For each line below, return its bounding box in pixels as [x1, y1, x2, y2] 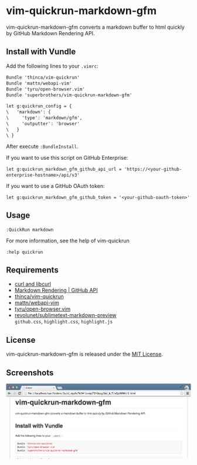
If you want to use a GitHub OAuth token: [6, 182, 105, 189]
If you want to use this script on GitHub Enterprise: [6, 154, 128, 161]
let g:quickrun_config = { [6, 103, 72, 109]
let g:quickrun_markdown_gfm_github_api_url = [6, 166, 122, 172]
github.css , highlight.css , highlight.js [14, 318, 113, 325]
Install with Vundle [6, 47, 76, 57]
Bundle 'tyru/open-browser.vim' [6, 86, 85, 92]
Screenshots [6, 368, 54, 378]
